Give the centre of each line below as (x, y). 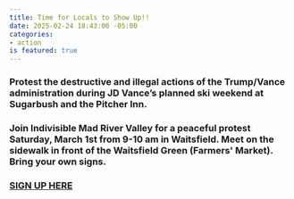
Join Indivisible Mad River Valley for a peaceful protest (130, 128)
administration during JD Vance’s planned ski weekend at (137, 93)
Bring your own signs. (58, 162)
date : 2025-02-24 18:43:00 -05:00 (74, 26)
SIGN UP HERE (41, 186)
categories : (31, 34)
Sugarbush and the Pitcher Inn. (78, 104)
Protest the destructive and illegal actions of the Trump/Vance (147, 82)
